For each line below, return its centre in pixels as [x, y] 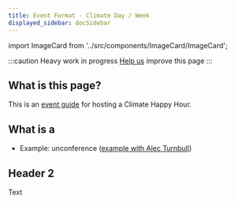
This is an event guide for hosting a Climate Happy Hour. [100, 104]
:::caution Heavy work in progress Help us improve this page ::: [110, 61]
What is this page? [55, 85]
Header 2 [32, 173]
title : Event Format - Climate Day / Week [79, 15]
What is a [32, 129]
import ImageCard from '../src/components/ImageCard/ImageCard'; [118, 45]
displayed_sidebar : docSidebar [60, 23]
